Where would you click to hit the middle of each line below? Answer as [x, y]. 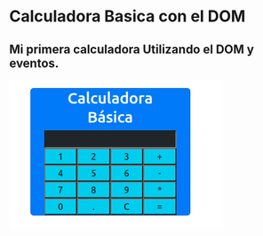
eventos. [34, 63]
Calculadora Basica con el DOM [128, 16]
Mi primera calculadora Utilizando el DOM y [132, 49]
